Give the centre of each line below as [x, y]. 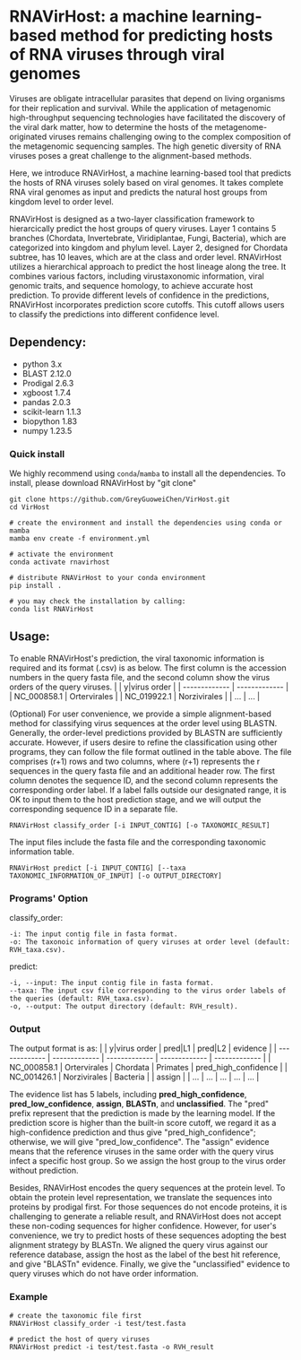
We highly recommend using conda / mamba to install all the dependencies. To [148, 473]
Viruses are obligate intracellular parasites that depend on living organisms [147, 98]
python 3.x [42, 364]
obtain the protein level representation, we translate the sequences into [141, 1198]
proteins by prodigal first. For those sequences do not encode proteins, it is [148, 1207]
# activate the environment [62, 554]
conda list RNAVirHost [52, 610]
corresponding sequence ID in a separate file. [94, 809]
